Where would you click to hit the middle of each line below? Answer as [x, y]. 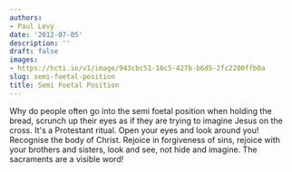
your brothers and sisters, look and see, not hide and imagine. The [133, 149]
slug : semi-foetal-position [63, 77]
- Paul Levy [32, 26]
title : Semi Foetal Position [64, 85]
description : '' [40, 43]
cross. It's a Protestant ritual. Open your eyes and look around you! [134, 130]
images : [24, 60]
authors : [26, 18]
